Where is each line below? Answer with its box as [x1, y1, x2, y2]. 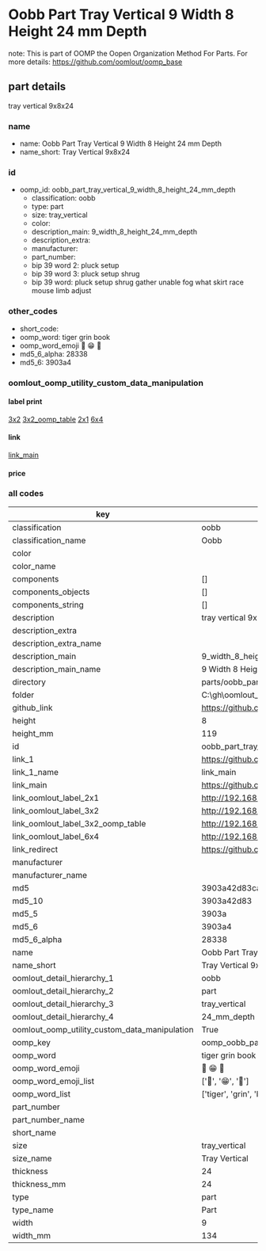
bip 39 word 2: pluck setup [31, 261, 120, 270]
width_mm [12, 1230, 51, 1241]
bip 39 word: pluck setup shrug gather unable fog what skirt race [31, 277, 244, 287]
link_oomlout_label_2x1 [12, 792, 100, 803]
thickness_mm [12, 1178, 66, 1189]
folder [12, 689, 35, 700]
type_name [12, 1204, 54, 1215]
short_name [12, 1127, 57, 1138]
